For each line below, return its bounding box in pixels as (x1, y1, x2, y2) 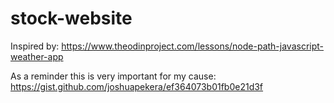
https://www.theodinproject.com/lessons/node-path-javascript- (61, 40, 325, 52)
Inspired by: (10, 40, 60, 52)
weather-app (10, 50, 64, 62)
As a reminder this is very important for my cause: (10, 70, 217, 82)
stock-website (10, 7, 133, 30)
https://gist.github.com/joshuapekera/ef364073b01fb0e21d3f (10, 80, 264, 92)
